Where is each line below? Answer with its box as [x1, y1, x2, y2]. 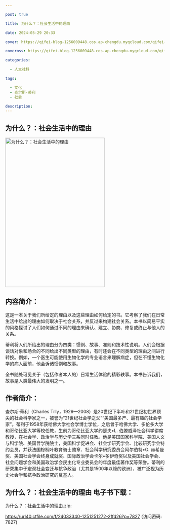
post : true [5, 12, 28, 17]
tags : [5, 76, 17, 81]
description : [5, 103, 33, 109]
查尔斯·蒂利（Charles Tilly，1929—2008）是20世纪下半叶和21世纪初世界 [5, 408, 157, 414]
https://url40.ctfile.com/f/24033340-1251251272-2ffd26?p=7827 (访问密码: [5, 513, 162, 519]
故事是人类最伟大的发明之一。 [5, 377, 67, 383]
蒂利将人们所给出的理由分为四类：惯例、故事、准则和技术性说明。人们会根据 [5, 341, 165, 347]
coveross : [5, 49, 26, 54]
